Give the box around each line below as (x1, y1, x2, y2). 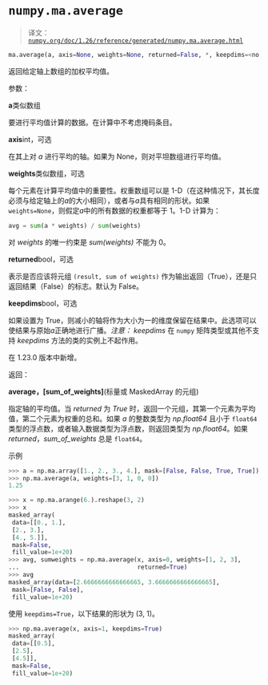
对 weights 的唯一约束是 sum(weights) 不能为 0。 (8, 237, 170, 247)
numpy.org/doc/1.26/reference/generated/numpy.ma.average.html (27, 36, 244, 45)
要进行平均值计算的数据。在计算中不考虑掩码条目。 (8, 117, 177, 127)
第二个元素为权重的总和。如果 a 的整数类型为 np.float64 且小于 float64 (22, 413, 258, 424)
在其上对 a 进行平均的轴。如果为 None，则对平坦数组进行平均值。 (8, 152, 226, 161)
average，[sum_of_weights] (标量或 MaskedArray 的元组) (8, 387, 199, 396)
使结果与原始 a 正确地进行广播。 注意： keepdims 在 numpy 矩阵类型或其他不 (8, 325, 253, 335)
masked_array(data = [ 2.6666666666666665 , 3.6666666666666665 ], (8, 578, 220, 586)
